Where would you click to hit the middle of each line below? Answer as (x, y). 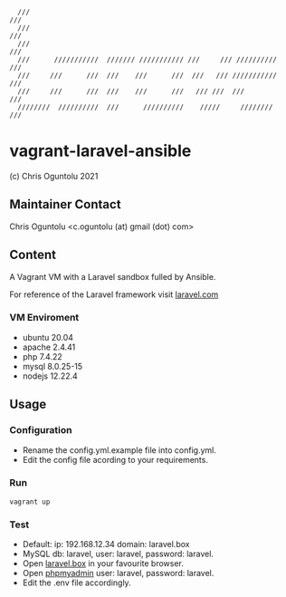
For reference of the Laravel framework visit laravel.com (114, 294)
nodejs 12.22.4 (50, 376)
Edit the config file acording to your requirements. (115, 459)
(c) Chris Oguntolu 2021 (54, 176)
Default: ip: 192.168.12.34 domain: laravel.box (106, 544)
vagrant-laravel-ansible (100, 151)
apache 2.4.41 (49, 347)
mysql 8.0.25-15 (52, 366)
